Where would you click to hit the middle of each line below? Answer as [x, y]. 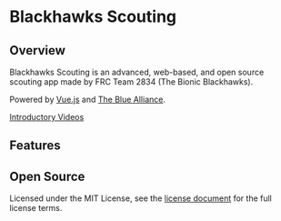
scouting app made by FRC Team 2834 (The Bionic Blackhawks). [131, 82]
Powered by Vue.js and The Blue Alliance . [88, 99]
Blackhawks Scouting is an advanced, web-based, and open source [137, 72]
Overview [38, 50]
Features [35, 146]
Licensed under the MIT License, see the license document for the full [141, 198]
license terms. [36, 208]
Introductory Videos [47, 117]
